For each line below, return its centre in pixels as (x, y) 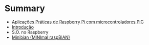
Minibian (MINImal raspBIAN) (41, 37)
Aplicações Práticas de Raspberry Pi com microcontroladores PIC (78, 22)
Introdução (23, 27)
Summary (25, 8)
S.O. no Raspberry (30, 32)
